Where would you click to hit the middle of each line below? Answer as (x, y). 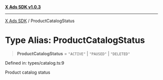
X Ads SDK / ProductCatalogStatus (40, 21)
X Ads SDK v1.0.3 (23, 7)
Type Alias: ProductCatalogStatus (75, 40)
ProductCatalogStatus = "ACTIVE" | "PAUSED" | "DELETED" (73, 53)
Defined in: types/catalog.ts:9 (35, 63)
